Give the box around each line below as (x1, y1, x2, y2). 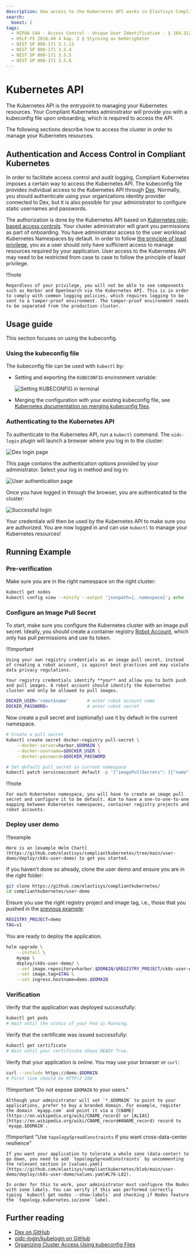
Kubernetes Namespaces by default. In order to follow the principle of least (6, 235, 187, 242)
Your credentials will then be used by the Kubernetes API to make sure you (6, 517, 185, 524)
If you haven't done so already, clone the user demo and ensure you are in (6, 865, 185, 873)
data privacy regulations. (6, 667, 72, 673)
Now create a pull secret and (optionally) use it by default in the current (6, 714, 178, 721)
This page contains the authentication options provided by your (6, 459, 159, 466)
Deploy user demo (6, 820, 60, 829)
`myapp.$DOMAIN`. (6, 1123, 48, 1129)
